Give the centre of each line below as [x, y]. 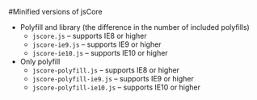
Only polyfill [40, 61]
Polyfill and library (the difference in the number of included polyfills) [135, 27]
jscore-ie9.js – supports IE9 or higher [97, 44]
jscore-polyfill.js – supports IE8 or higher [106, 70]
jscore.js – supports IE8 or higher [89, 36]
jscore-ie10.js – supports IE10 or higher [100, 53]
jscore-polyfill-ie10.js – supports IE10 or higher [116, 87]
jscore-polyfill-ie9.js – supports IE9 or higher [113, 79]
